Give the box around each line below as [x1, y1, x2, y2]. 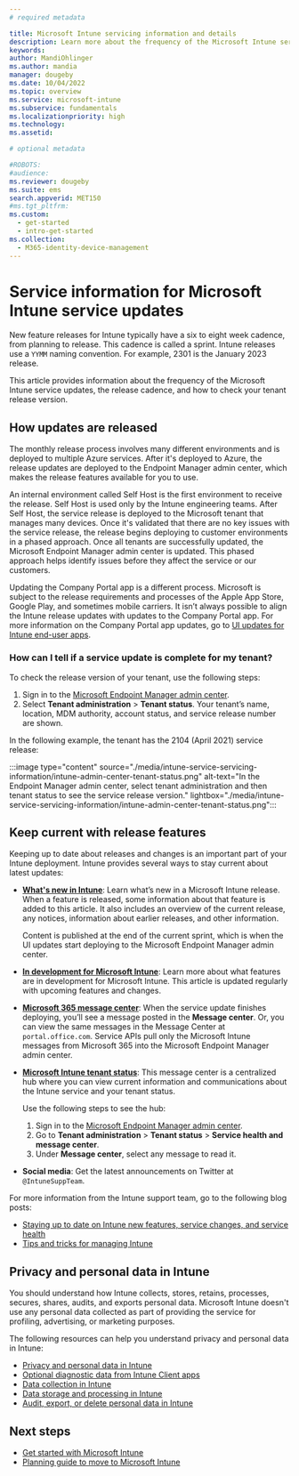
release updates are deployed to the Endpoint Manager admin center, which [9, 463, 287, 473]
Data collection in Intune [21, 1379, 112, 1390]
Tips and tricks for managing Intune [21, 1238, 153, 1249]
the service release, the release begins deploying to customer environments [9, 527, 288, 538]
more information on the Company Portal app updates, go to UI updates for [9, 620, 285, 631]
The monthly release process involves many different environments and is [9, 444, 280, 455]
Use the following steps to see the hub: [21, 1103, 166, 1114]
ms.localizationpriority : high [9, 112, 125, 121]
